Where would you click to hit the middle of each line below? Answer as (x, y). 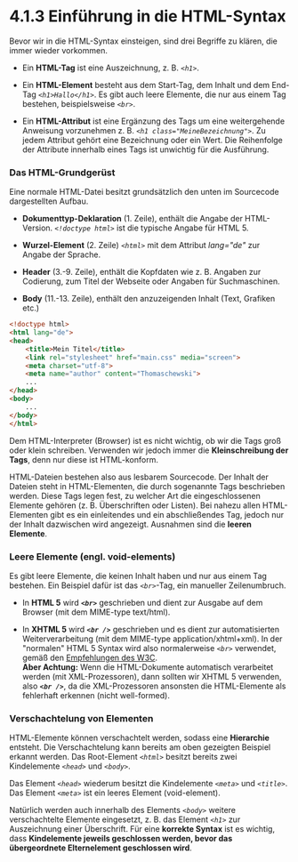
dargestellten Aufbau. (49, 201)
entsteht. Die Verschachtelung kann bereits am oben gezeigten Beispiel (140, 747)
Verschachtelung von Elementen (81, 718)
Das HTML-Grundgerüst (62, 173)
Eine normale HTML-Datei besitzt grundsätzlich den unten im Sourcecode (144, 192)
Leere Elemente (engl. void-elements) (93, 556)
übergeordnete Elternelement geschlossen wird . (101, 848)
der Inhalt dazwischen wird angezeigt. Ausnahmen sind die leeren (130, 524)
